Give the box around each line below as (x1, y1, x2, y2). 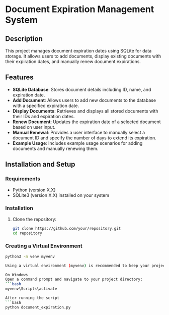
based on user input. (12, 124, 56, 130)
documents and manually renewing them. (12, 145, 99, 151)
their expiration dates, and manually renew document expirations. (5, 59, 141, 64)
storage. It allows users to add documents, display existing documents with (5, 53, 161, 59)
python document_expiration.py (5, 304, 71, 310)
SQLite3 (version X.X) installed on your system (12, 192, 110, 198)
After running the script (5, 295, 59, 301)
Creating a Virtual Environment (5, 242, 82, 249)
